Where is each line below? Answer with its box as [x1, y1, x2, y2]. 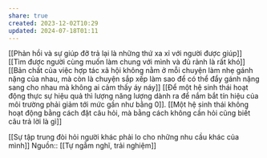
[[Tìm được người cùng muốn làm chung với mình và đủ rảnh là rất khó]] [8, 57, 246, 67]
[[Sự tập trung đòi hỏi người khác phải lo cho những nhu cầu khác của [8, 132, 239, 142]
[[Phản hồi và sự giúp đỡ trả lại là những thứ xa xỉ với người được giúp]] [8, 49, 243, 59]
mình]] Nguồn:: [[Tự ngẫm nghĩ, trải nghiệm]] [8, 141, 156, 151]
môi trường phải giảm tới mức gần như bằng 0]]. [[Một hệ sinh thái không [8, 99, 249, 109]
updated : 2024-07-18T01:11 [8, 26, 99, 34]
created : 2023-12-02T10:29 [8, 19, 99, 27]
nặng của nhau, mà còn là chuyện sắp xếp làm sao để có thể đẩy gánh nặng [8, 74, 260, 84]
